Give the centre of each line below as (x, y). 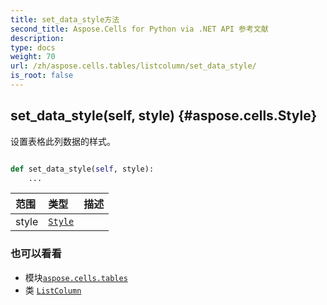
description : (37, 38)
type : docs (33, 47)
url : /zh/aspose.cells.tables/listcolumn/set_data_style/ (133, 66)
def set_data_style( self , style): (82, 169)
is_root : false (42, 76)
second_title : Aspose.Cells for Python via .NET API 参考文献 (139, 29)
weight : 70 (33, 57)
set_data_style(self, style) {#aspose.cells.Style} (164, 116)
